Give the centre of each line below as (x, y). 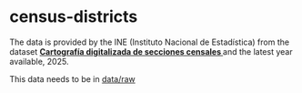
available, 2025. (39, 61)
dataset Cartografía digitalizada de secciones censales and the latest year (151, 51)
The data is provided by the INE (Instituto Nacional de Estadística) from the (149, 42)
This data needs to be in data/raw (73, 78)
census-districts (74, 17)
